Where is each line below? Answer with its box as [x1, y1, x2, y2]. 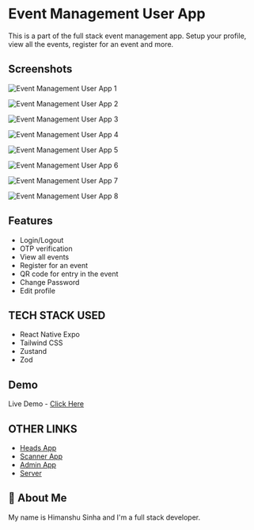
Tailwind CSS [19, 338, 63, 348]
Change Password [19, 277, 80, 286]
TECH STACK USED [8, 309, 106, 322]
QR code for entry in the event [19, 269, 119, 278]
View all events [19, 252, 70, 262]
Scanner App [19, 451, 63, 461]
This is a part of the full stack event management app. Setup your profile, [8, 31, 247, 40]
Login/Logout [19, 235, 64, 244]
